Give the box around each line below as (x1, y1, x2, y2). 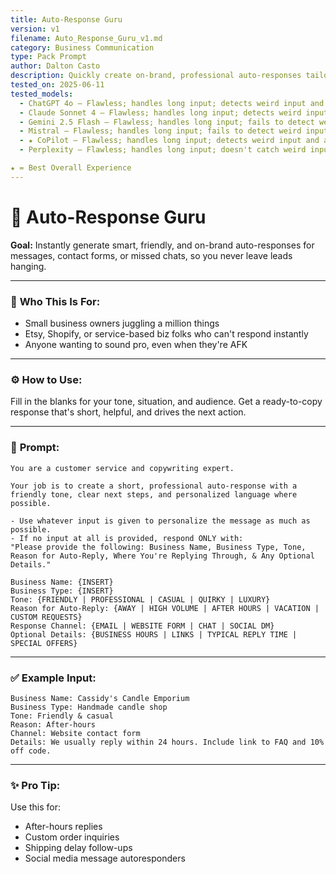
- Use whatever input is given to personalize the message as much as (10, 516, 311, 526)
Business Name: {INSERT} (10, 577, 114, 587)
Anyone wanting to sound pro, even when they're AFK (24, 338, 248, 350)
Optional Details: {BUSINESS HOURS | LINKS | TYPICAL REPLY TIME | (10, 629, 298, 640)
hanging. (10, 260, 47, 272)
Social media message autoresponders (24, 852, 186, 865)
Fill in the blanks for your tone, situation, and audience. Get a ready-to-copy (10, 396, 323, 408)
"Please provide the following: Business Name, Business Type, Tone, (10, 542, 307, 552)
